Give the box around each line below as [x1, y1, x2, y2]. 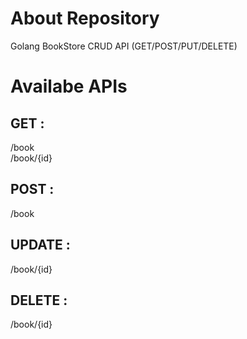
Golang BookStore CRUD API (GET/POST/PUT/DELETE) [10, 40, 238, 52]
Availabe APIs [10, 75, 128, 98]
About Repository [10, 7, 160, 30]
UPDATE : [10, 237, 71, 254]
